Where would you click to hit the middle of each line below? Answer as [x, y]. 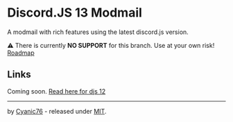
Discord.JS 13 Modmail [75, 13]
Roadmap [21, 53]
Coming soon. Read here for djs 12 [57, 91]
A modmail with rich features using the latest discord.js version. [98, 32]
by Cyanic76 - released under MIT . [57, 111]
